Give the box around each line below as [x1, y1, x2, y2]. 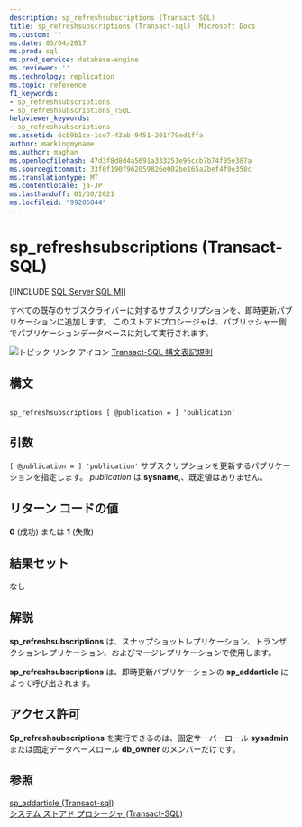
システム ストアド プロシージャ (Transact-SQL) [9, 808, 183, 819]
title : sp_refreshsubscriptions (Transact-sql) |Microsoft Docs [9, 22, 256, 31]
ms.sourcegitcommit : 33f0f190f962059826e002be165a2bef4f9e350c [9, 164, 252, 174]
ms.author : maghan [9, 147, 78, 156]
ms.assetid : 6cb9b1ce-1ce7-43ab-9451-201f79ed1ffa [9, 131, 204, 140]
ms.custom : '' [9, 30, 63, 39]
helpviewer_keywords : [9, 114, 91, 123]
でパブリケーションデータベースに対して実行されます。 [9, 327, 214, 338]
